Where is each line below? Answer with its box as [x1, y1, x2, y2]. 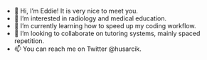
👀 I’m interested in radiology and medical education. [14, 14, 167, 23]
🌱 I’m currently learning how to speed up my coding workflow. [14, 22, 196, 30]
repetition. [14, 37, 45, 45]
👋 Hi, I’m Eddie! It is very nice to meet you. [14, 7, 139, 15]
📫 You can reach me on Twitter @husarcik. [14, 44, 142, 53]
